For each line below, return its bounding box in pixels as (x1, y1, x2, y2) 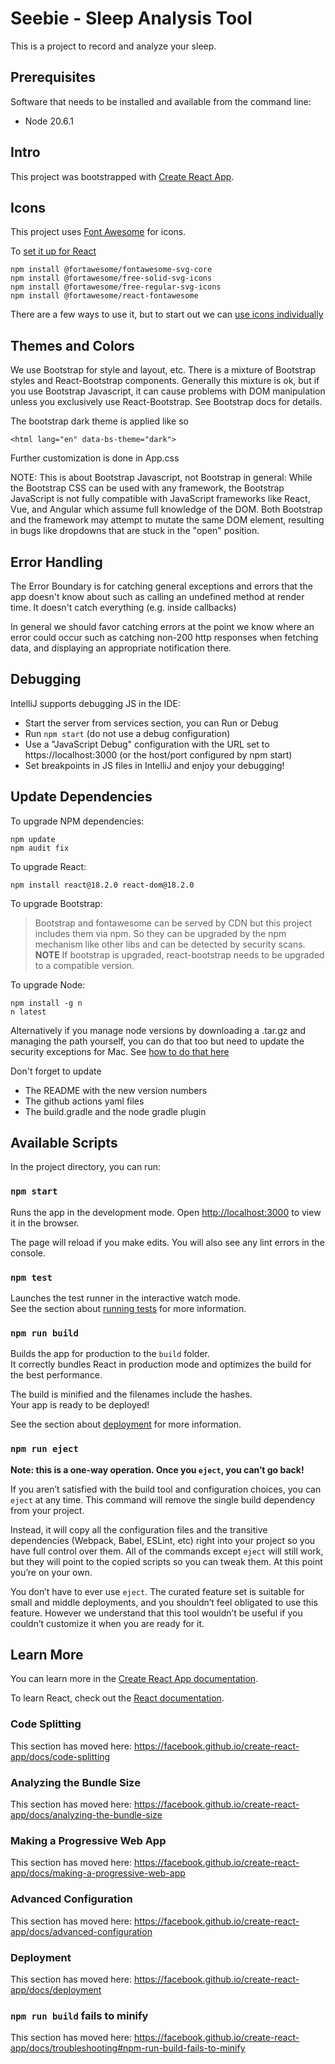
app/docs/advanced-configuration (10, 1925, 153, 1937)
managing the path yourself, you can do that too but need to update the (10, 1035, 305, 1047)
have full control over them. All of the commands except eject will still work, (10, 1545, 324, 1557)
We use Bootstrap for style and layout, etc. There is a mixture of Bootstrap (10, 364, 317, 376)
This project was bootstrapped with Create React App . (10, 170, 235, 182)
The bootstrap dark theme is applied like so (10, 415, 189, 427)
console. (10, 1247, 47, 1259)
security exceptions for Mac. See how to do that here (10, 1045, 230, 1057)
